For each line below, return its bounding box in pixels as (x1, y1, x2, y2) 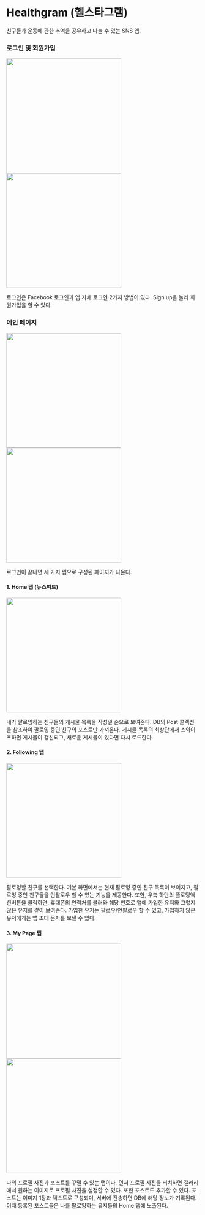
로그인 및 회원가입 (6, 43, 56, 52)
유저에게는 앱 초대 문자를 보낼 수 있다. (6, 914, 96, 921)
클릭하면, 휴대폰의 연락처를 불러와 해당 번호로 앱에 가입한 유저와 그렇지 (27, 899, 196, 906)
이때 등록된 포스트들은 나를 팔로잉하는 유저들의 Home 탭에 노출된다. (6, 1202, 168, 1209)
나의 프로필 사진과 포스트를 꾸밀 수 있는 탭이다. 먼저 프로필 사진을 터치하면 (6, 1179, 182, 1186)
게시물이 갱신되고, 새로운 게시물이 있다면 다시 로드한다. (22, 733, 154, 741)
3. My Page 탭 (6, 929, 42, 936)
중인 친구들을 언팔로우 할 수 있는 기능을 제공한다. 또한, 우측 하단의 (17, 891, 174, 899)
